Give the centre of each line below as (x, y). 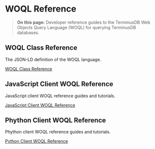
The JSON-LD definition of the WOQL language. (53, 60)
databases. (28, 32)
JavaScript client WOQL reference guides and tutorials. (60, 96)
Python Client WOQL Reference (37, 141)
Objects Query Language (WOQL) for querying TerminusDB (76, 27)
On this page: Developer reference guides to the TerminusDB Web (84, 22)
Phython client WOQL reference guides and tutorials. (58, 132)
